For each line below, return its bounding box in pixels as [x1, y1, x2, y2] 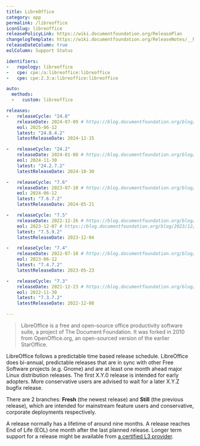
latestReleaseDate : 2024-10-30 [17, 168, 95, 174]
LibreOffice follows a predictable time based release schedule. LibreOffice [6, 353, 189, 359]
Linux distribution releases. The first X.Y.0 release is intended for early [6, 371, 179, 379]
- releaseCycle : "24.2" [6, 146, 70, 152]
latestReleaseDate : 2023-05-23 [17, 267, 95, 273]
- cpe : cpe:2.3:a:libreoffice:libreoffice [6, 75, 118, 81]
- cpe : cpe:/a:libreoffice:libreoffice [6, 69, 111, 75]
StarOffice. [20, 341, 48, 348]
